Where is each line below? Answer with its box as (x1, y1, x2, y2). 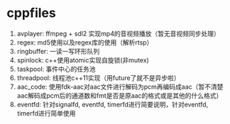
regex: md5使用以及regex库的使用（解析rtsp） (16, 38, 153, 47)
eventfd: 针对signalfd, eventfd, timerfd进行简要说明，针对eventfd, (16, 100, 209, 108)
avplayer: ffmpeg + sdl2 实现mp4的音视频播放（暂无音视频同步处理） (16, 29, 221, 38)
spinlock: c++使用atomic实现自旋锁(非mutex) (16, 55, 150, 64)
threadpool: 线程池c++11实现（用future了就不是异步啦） (16, 73, 180, 82)
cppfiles (6, 5, 56, 21)
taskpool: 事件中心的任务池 (16, 64, 97, 73)
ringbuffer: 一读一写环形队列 (16, 47, 100, 55)
